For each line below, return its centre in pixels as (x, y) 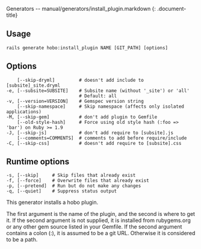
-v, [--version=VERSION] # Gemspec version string (75, 101)
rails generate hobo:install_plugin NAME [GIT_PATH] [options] (87, 48)
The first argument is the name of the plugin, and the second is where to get (101, 214)
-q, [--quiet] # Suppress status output (62, 191)
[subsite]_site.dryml (33, 85)
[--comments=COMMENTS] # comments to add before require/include (102, 138)
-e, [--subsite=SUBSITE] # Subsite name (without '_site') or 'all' (98, 91)
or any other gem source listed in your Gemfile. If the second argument (94, 227)
